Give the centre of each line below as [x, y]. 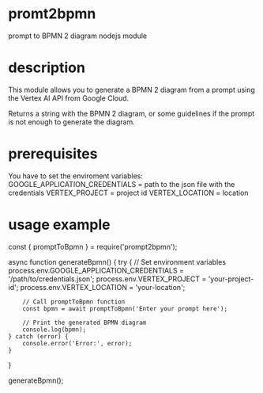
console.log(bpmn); [54, 330]
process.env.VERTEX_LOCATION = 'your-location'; [103, 287]
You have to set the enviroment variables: [76, 176]
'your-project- [231, 279]
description [47, 68]
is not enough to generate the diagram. [72, 122]
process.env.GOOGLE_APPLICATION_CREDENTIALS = [96, 270]
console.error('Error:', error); [77, 343]
